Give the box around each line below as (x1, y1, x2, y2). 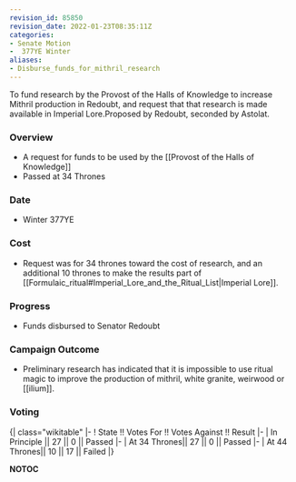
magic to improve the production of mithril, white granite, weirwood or (22, 374, 285, 385)
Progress (9, 299, 51, 312)
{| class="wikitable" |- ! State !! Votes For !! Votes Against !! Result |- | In (9, 427, 279, 437)
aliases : (9, 55, 43, 65)
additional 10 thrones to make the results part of (22, 267, 202, 278)
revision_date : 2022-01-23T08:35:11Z (9, 22, 153, 31)
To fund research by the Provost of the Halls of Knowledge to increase (9, 88, 273, 100)
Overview (9, 131, 54, 144)
